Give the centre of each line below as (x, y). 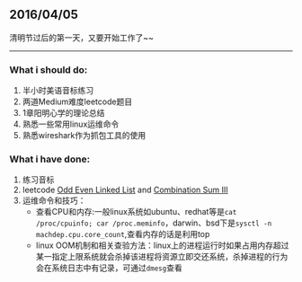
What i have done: (50, 159)
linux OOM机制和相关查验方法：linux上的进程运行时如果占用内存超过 (162, 245)
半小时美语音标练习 (58, 91)
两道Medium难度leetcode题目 (77, 101)
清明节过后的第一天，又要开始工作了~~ (82, 37)
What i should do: (49, 69)
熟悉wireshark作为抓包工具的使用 (84, 136)
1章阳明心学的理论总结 (63, 113)
